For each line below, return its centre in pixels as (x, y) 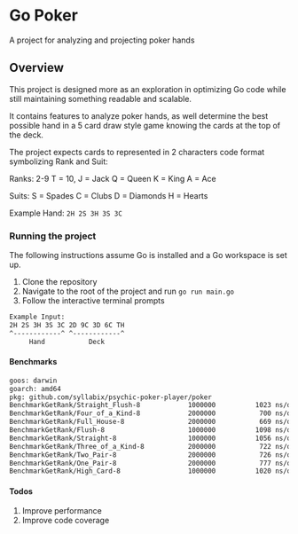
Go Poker (43, 16)
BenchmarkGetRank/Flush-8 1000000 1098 (141, 430)
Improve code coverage (66, 521)
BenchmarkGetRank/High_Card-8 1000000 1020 (141, 471)
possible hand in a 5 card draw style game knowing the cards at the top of (145, 125)
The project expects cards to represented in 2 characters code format (137, 152)
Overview (37, 68)
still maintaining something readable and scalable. (101, 98)
